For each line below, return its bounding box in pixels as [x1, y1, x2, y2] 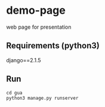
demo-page [6, 4, 66, 17]
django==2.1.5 [6, 56, 41, 63]
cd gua [6, 90, 23, 96]
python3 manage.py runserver [6, 95, 79, 101]
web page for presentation [6, 23, 72, 30]
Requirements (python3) [6, 41, 100, 51]
